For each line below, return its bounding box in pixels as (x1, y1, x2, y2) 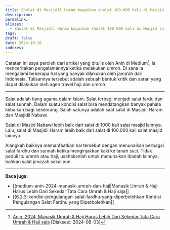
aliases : (5, 21, 24, 27)
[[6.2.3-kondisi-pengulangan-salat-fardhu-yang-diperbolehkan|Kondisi (12, 194, 161, 200)
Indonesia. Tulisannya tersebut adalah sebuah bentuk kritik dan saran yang (5, 76, 161, 82)
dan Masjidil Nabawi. (5, 112, 49, 118)
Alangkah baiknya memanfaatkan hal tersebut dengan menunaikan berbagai (5, 142, 164, 148)
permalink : (5, 17, 28, 22)
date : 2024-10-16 (5, 41, 42, 46)
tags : (5, 31, 17, 36)
